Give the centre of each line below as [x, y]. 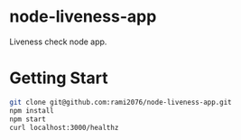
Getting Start [59, 78]
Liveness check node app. [58, 42]
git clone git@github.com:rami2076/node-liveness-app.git [120, 102]
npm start [28, 119]
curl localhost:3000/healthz [64, 127]
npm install [32, 110]
